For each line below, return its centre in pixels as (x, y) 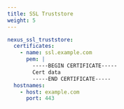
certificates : (34, 46)
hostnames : (29, 85)
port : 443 (40, 98)
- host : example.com (50, 92)
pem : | (35, 59)
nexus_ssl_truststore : (40, 39)
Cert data (47, 72)
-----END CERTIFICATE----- (72, 79)
